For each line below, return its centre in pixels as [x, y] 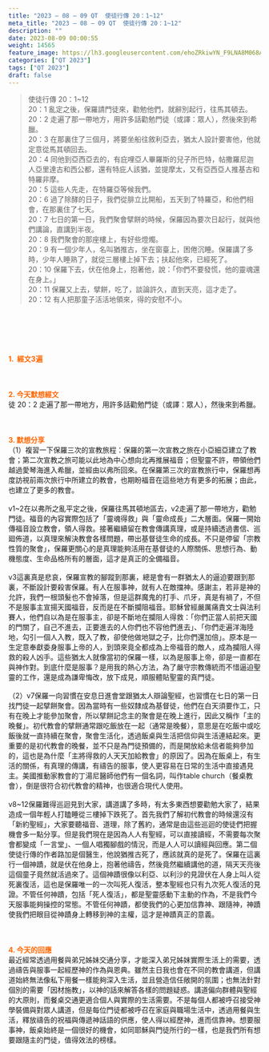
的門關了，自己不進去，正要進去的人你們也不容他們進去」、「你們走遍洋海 [127, 627]
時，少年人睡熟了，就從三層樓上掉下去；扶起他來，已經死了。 [130, 259]
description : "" [35, 30]
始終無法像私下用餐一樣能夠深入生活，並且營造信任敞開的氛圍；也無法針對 [138, 980]
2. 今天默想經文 [34, 394]
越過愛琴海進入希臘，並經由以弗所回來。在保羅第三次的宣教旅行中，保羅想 [131, 470]
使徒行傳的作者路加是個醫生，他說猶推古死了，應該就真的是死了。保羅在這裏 [134, 854]
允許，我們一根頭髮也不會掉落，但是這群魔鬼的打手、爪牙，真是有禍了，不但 [134, 596]
